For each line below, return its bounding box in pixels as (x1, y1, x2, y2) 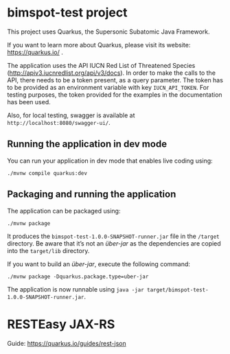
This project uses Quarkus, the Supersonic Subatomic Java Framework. (7, 27, 210, 36)
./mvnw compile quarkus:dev (7, 169, 88, 176)
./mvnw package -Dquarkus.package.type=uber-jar (7, 273, 149, 280)
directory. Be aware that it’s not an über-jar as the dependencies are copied (7, 239, 221, 248)
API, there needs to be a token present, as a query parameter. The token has (7, 75, 223, 84)
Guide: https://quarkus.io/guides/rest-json (7, 339, 126, 347)
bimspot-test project (7, 5, 128, 21)
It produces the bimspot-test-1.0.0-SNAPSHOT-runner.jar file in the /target (7, 232, 220, 240)
